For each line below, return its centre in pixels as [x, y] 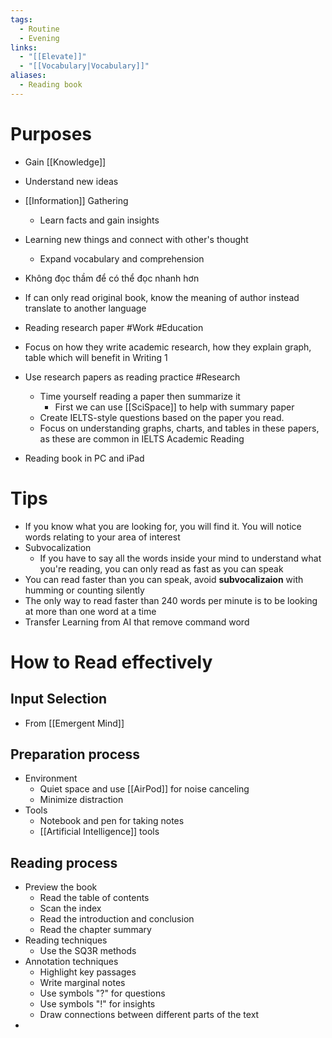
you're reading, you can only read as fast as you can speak [161, 568]
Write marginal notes [82, 983]
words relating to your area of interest [102, 537]
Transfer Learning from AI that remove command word [137, 622]
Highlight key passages [88, 972]
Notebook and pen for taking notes [112, 821]
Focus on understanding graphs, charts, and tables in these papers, [179, 428]
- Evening [39, 38]
